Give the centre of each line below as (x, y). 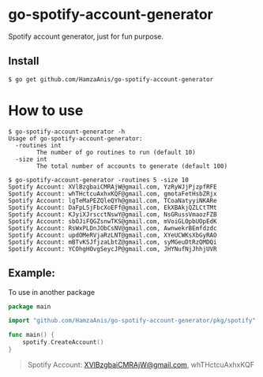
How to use (46, 110)
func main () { (32, 335)
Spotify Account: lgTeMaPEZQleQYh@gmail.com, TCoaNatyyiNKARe (113, 200)
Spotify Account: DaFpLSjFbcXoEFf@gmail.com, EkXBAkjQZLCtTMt (113, 207)
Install (24, 61)
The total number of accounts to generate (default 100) (132, 166)
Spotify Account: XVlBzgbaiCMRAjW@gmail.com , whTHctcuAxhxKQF (141, 364)
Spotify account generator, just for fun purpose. (86, 36)
